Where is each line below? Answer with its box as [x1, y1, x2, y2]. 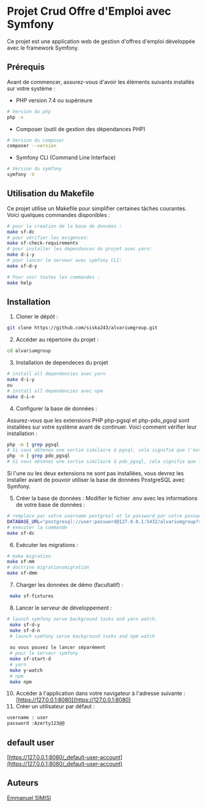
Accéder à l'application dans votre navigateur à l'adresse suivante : [15, 690, 186, 697]
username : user [7, 714, 48, 721]
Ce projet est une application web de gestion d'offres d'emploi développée [7, 37, 196, 45]
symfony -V [7, 172, 35, 178]
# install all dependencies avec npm [7, 388, 103, 394]
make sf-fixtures [9, 593, 54, 599]
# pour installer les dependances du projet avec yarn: [7, 246, 152, 252]
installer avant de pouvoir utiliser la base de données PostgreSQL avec [7, 476, 185, 483]
